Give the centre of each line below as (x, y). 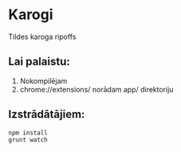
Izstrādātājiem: (47, 114)
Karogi (31, 15)
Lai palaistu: (39, 62)
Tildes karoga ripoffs (42, 37)
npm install (28, 133)
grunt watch (28, 140)
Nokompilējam (43, 80)
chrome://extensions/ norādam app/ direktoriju (96, 89)
